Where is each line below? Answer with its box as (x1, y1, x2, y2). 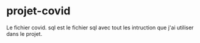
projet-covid (6, 4, 71, 18)
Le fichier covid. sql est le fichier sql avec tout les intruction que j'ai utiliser (6, 24, 194, 31)
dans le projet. (6, 30, 43, 37)
